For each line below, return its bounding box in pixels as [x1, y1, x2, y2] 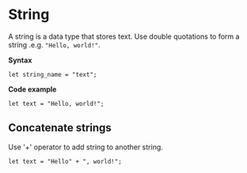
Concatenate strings [8, 121, 112, 135]
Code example [8, 85, 57, 94]
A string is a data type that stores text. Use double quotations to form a [8, 32, 240, 41]
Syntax [8, 55, 32, 65]
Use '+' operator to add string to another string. [8, 142, 164, 152]
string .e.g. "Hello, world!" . [8, 39, 101, 49]
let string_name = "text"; [8, 70, 97, 78]
